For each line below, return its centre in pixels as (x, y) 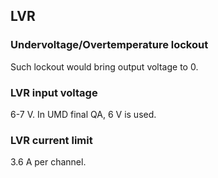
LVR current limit (51, 140)
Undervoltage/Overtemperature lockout (109, 45)
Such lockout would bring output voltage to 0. (104, 66)
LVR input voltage (54, 92)
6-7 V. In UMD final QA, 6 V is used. (83, 114)
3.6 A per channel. (48, 162)
